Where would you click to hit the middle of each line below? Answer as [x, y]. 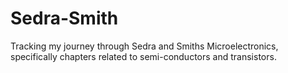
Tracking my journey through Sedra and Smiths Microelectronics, [144, 46]
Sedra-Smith [64, 18]
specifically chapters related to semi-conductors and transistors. [143, 56]
